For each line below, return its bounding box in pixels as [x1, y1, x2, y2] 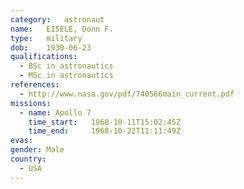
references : [10, 80, 60, 90]
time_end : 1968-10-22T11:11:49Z [28, 126, 182, 136]
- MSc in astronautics [19, 71, 114, 81]
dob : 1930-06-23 [10, 42, 92, 53]
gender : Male [10, 145, 65, 155]
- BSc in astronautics [19, 61, 114, 71]
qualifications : [10, 52, 78, 62]
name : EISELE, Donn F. [10, 24, 114, 34]
